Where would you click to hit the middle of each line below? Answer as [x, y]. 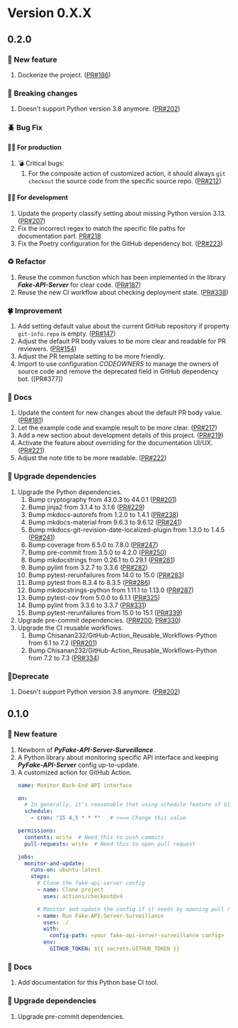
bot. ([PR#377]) [40, 379]
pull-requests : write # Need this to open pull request [110, 844]
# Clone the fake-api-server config [91, 883]
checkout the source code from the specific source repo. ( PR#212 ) [125, 181]
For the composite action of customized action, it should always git [127, 174]
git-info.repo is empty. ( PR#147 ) [67, 334]
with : [51, 929]
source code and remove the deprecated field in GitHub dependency [118, 371]
